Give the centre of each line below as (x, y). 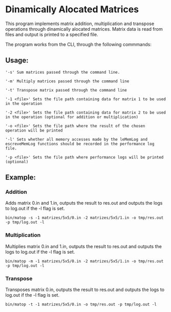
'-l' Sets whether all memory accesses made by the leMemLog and (76, 139)
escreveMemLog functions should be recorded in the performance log (80, 144)
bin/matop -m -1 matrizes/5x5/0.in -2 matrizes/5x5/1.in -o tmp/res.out (84, 261)
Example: (20, 177)
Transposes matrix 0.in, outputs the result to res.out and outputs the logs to (85, 289)
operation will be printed (34, 130)
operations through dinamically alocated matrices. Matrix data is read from (84, 29)
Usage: (17, 61)
